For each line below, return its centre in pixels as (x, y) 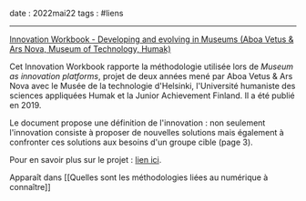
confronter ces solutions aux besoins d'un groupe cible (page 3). (131, 142)
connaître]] (31, 187)
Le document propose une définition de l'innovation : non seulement (138, 123)
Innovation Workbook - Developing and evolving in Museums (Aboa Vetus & (152, 39)
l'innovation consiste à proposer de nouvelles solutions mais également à (147, 132)
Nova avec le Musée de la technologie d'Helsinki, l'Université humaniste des (153, 86)
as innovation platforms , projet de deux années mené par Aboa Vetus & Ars (151, 76)
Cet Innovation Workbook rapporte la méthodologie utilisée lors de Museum (152, 66)
